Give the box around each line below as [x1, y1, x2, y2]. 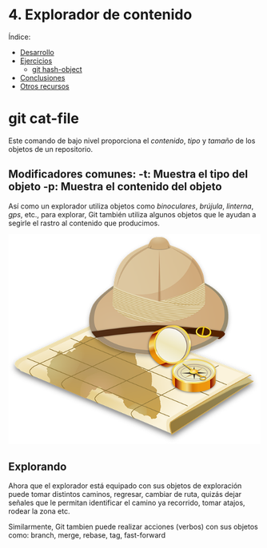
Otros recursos [19, 81, 70, 91]
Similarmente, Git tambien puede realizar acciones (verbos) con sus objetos [8, 522, 258, 532]
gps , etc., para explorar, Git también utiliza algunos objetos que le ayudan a [8, 209, 257, 219]
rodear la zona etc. [8, 506, 70, 516]
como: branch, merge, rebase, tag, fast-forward [8, 530, 166, 540]
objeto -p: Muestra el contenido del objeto [8, 180, 222, 193]
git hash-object [31, 64, 82, 73]
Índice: [8, 32, 31, 42]
